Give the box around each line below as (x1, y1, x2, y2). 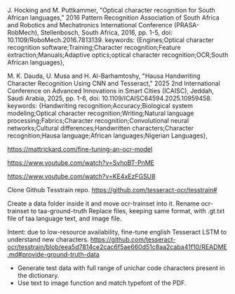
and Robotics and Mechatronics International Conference (7, 21, 173, 29)
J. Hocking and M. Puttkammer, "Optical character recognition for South (7, 6, 215, 14)
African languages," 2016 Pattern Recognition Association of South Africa (7, 13, 220, 22)
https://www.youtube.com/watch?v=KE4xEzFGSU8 (7, 172, 156, 180)
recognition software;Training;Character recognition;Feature (7, 44, 181, 51)
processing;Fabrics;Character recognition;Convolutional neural (7, 116, 189, 125)
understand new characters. (7, 235, 89, 243)
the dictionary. (17, 272, 60, 279)
